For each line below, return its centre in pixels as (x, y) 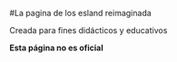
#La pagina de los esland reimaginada (80, 13)
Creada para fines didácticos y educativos (88, 30)
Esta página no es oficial (57, 48)
